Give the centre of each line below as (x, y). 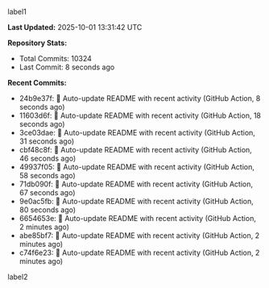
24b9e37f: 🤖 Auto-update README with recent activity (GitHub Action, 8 (140, 98)
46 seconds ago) (48, 158)
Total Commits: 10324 (55, 58)
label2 (18, 277)
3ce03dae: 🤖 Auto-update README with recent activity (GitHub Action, (137, 133)
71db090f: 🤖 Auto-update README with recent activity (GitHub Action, (136, 184)
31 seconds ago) (46, 141)
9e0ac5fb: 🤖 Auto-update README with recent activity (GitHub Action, (137, 201)
